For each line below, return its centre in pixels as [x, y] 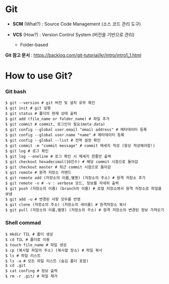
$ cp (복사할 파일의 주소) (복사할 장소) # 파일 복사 [54, 250]
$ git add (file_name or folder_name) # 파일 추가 [58, 119]
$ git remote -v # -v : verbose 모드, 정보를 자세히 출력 [62, 183]
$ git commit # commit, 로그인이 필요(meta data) [55, 125]
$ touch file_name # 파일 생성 [36, 245]
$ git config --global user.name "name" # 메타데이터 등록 [65, 135]
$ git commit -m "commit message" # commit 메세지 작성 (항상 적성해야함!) [80, 146]
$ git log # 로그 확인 [27, 151]
